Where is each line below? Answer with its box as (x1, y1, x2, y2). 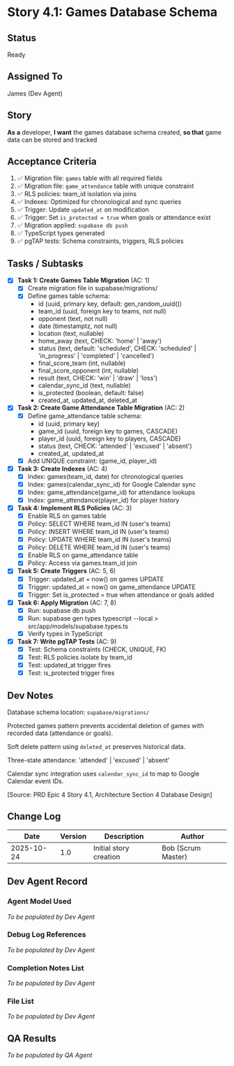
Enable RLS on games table (27, 512, 107, 520)
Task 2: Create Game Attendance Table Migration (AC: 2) (17, 404, 185, 412)
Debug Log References (7, 930, 86, 940)
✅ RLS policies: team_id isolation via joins (17, 190, 137, 198)
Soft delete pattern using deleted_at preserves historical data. (7, 743, 186, 751)
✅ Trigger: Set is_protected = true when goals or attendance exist (17, 214, 211, 222)
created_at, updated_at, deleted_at (38, 396, 138, 405)
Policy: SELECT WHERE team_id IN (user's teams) (27, 519, 171, 528)
